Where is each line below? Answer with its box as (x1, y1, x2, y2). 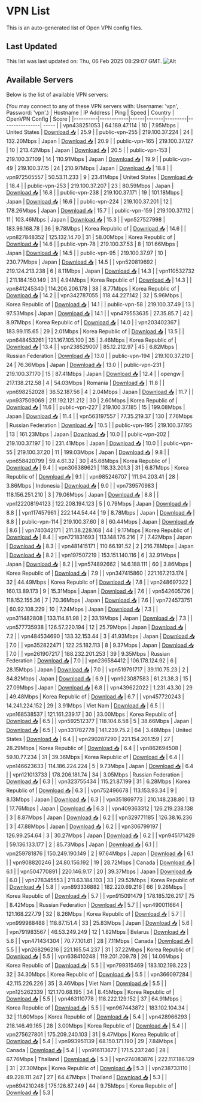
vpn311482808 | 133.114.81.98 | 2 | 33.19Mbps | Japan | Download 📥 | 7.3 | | (6, 614, 193, 622)
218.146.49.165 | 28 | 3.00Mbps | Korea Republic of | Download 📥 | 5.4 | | (6, 1022, 187, 1029)
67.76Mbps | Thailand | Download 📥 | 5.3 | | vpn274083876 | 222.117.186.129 (6, 1055, 194, 1062)
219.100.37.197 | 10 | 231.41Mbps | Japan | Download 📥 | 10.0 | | (6, 440, 163, 447)
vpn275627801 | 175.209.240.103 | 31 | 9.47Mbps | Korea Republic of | (6, 1031, 179, 1038)
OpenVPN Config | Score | (6, 115, 71, 123)
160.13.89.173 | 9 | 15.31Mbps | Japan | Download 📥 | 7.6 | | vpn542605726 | (6, 587, 194, 595)
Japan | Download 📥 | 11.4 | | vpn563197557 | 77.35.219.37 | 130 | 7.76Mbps (6, 413, 193, 420)
